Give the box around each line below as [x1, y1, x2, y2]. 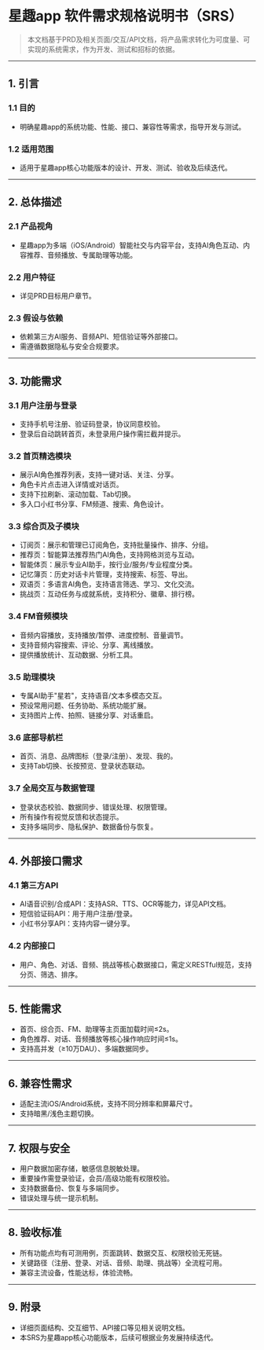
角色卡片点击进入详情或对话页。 [19, 480, 123, 490]
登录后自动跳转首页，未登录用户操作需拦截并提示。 [19, 429, 185, 438]
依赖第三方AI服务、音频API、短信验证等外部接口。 [19, 332, 182, 342]
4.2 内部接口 [8, 941, 56, 952]
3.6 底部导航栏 [8, 732, 64, 743]
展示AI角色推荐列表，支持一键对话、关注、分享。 [19, 470, 178, 479]
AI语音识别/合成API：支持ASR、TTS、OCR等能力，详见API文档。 [19, 899, 230, 908]
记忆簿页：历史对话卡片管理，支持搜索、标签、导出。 [19, 570, 192, 579]
